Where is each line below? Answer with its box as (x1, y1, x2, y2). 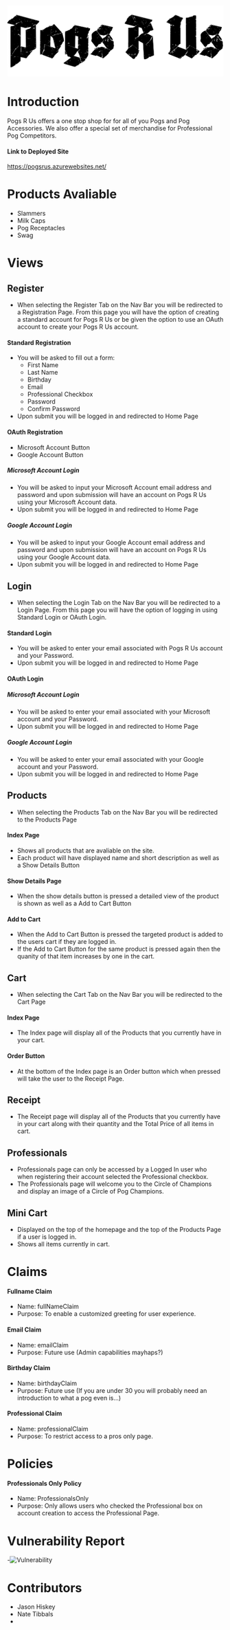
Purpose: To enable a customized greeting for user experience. (16, 1310, 196, 1318)
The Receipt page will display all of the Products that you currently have (16, 1112, 221, 1121)
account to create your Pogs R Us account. (16, 322, 139, 331)
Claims (7, 1264, 48, 1280)
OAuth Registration (7, 428, 63, 436)
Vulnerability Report (7, 1533, 125, 1549)
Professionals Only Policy (7, 1479, 82, 1487)
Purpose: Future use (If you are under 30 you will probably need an (16, 1386, 207, 1394)
